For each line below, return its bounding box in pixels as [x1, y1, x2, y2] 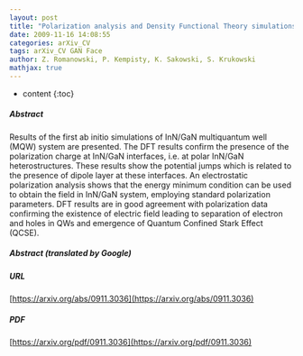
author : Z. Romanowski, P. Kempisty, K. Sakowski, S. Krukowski [9, 55, 256, 64]
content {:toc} [22, 87, 75, 99]
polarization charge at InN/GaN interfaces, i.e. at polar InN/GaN [9, 151, 244, 161]
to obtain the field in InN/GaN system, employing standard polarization [9, 188, 271, 199]
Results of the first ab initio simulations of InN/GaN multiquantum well [9, 132, 268, 142]
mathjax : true [9, 64, 63, 73]
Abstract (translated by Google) [9, 248, 133, 259]
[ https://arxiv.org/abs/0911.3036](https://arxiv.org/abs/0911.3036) [9, 294, 254, 305]
